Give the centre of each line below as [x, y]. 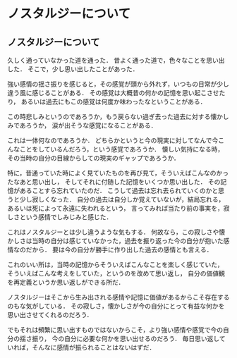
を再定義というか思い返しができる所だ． [66, 282]
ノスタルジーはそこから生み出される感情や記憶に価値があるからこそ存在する [119, 297]
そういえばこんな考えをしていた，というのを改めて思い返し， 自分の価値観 [116, 273]
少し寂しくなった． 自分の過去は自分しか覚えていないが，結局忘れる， [122, 199]
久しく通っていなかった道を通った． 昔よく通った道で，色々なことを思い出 [116, 60]
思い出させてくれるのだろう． [50, 315]
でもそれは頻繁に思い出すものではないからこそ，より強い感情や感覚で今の [115, 330]
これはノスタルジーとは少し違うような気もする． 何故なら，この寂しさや [113, 232]
